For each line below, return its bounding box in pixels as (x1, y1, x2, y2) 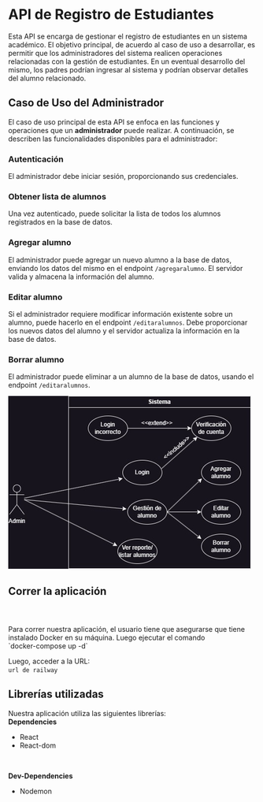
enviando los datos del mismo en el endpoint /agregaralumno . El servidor (8, 263, 243, 273)
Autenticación (8, 154, 65, 165)
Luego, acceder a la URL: (8, 656, 91, 666)
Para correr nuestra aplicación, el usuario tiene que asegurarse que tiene (8, 624, 246, 633)
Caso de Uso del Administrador (8, 96, 165, 110)
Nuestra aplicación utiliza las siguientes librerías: (8, 708, 167, 718)
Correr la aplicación (8, 585, 107, 598)
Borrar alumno (8, 354, 65, 365)
